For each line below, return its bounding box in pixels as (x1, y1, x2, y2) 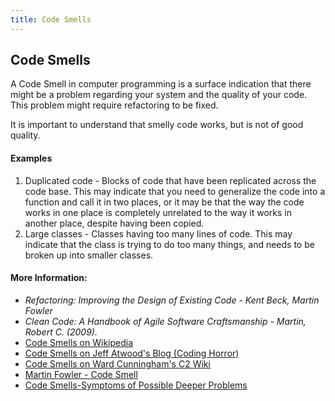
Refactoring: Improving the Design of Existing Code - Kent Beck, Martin (24, 294, 320, 306)
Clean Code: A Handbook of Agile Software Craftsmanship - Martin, (24, 315, 307, 327)
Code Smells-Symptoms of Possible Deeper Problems (24, 379, 248, 391)
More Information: (10, 272, 88, 284)
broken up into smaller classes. (24, 249, 154, 261)
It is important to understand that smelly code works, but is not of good (10, 119, 304, 131)
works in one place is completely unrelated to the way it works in (24, 206, 292, 218)
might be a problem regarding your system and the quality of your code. (10, 89, 308, 101)
